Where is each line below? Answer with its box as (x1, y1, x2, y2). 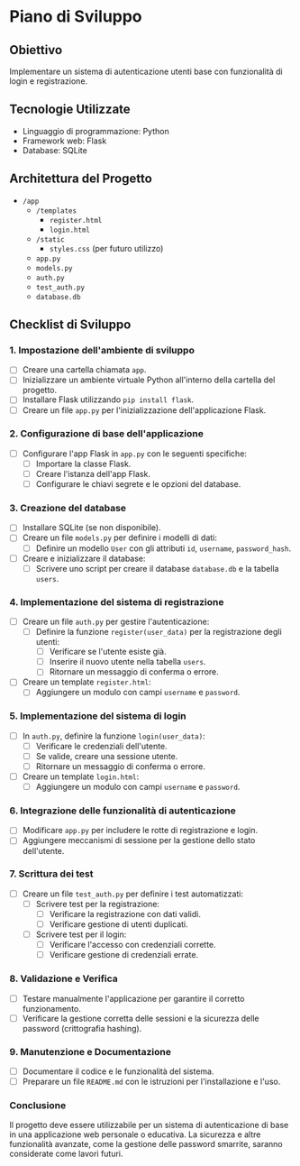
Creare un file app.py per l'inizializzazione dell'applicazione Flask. (22, 404, 267, 416)
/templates (35, 206, 77, 216)
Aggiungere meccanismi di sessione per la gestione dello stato (22, 835, 256, 846)
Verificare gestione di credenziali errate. (49, 950, 199, 960)
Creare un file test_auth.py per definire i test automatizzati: (22, 888, 244, 899)
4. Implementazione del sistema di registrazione (9, 595, 224, 608)
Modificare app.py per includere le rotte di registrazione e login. (22, 825, 259, 836)
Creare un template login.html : (22, 771, 140, 782)
